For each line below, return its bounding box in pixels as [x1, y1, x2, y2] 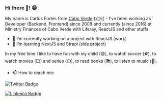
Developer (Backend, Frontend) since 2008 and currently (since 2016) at [5, 21, 152, 27]
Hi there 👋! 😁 [5, 4, 37, 11]
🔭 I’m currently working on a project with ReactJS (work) [12, 36, 127, 42]
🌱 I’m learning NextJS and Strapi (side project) [12, 41, 107, 47]
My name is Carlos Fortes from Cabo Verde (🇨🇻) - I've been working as [5, 16, 151, 22]
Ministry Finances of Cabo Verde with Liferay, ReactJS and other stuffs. [5, 26, 150, 32]
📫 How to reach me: [12, 70, 54, 76]
